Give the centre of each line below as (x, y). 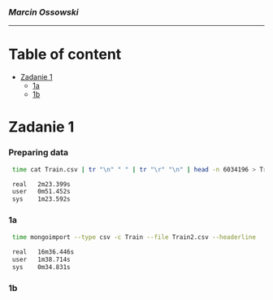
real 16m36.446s (43, 252)
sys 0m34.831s (41, 267)
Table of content (65, 54)
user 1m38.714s (41, 260)
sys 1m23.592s (41, 199)
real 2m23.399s (41, 184)
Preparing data (39, 153)
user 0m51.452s (41, 192)
